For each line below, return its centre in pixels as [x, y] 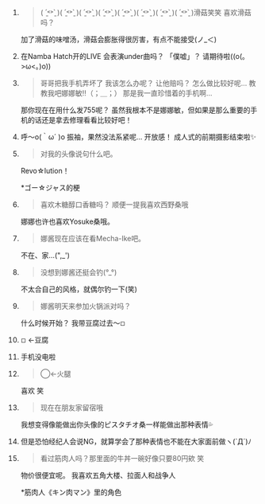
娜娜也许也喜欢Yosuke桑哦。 [67, 221]
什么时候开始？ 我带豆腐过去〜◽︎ [73, 323]
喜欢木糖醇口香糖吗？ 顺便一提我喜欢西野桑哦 [114, 205]
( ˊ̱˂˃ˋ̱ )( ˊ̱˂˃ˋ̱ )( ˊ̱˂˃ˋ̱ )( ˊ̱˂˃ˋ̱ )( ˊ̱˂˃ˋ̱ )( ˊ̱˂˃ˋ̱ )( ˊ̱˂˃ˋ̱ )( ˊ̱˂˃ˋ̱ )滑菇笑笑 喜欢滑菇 [146, 12]
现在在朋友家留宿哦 [72, 408]
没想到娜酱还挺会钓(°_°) [79, 272]
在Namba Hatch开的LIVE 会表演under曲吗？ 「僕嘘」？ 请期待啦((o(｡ [133, 56]
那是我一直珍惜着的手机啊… [167, 93]
